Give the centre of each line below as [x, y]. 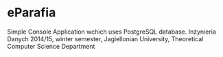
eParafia [32, 13]
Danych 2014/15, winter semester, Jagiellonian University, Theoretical [105, 38]
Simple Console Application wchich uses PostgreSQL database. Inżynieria [111, 32]
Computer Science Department [51, 46]
